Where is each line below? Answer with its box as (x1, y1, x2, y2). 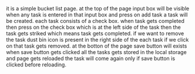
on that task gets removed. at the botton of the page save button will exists (6, 42, 187, 49)
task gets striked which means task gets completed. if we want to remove (6, 30, 184, 37)
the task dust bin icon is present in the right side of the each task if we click (6, 36, 189, 43)
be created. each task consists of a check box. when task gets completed (6, 18, 185, 24)
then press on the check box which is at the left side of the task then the (6, 23, 181, 31)
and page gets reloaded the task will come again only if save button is (6, 55, 175, 62)
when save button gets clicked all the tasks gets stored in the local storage (6, 49, 187, 55)
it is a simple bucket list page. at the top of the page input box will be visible (6, 5, 190, 12)
